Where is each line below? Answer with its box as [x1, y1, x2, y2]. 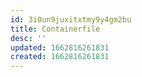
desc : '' [10, 33, 47, 43]
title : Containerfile [10, 24, 101, 34]
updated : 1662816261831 [10, 42, 110, 53]
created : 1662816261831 [10, 52, 110, 62]
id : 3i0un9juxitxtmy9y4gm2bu [10, 14, 132, 25]
